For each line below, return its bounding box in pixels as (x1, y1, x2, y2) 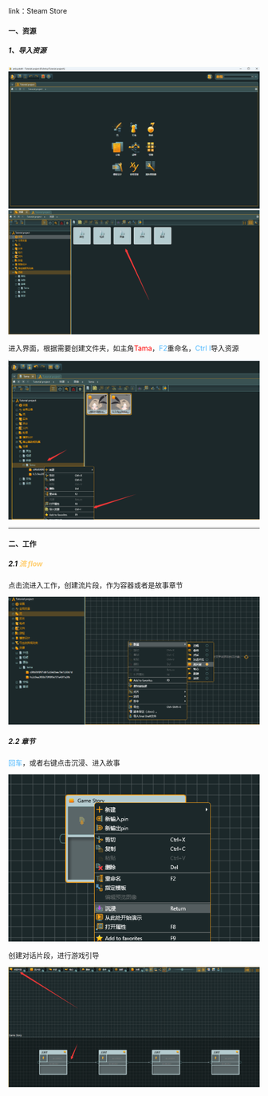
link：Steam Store (8, 6, 68, 15)
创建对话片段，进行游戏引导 (8, 950, 100, 959)
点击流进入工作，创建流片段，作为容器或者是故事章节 (8, 580, 183, 590)
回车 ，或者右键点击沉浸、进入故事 (8, 758, 120, 768)
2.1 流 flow (8, 559, 43, 568)
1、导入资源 (8, 46, 47, 55)
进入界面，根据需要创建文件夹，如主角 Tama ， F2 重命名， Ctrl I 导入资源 (8, 343, 239, 353)
